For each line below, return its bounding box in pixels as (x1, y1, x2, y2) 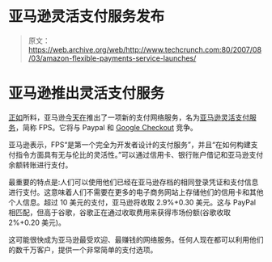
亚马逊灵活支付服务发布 (8, 7, 165, 26)
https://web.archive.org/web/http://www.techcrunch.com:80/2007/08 (28, 44, 261, 54)
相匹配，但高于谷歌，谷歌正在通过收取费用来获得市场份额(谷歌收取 (8, 207, 232, 217)
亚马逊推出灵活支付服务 (8, 84, 165, 103)
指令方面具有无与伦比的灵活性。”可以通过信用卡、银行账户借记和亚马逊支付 (15, 150, 264, 159)
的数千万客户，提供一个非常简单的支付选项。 (8, 244, 158, 255)
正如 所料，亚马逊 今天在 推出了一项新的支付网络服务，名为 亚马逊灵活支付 (8, 112, 249, 122)
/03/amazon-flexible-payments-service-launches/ (28, 53, 197, 63)
